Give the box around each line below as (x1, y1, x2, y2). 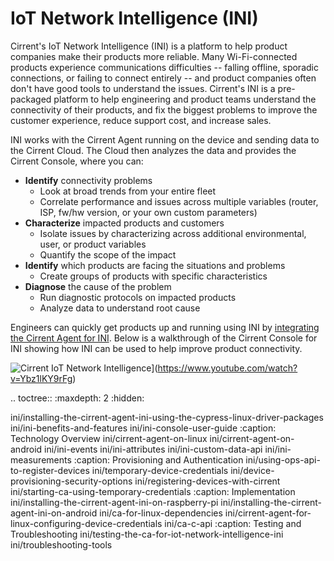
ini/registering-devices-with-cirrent (134, 475, 281, 487)
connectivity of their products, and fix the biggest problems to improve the (10, 103, 318, 116)
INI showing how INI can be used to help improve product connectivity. (10, 342, 303, 354)
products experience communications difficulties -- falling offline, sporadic (10, 61, 319, 73)
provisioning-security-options (10, 475, 133, 487)
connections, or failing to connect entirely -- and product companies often (10, 72, 317, 84)
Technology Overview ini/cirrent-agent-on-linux (10, 432, 208, 444)
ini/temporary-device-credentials (91, 464, 229, 476)
